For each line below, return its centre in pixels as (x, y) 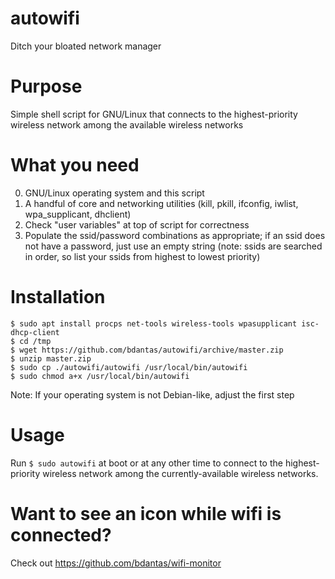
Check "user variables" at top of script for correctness (137, 224)
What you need (75, 165)
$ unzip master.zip (51, 358)
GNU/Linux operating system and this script (114, 193)
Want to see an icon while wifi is (146, 513)
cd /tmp (35, 341)
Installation (58, 297)
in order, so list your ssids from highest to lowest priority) (142, 256)
